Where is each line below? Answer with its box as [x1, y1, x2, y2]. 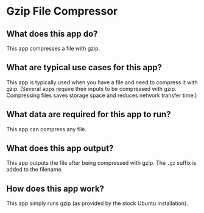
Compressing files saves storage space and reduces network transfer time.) [6, 92, 197, 99]
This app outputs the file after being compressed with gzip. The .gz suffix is [6, 159, 197, 167]
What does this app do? [6, 29, 98, 39]
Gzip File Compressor [6, 4, 118, 18]
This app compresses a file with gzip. [6, 45, 100, 52]
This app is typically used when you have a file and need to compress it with [6, 78, 198, 86]
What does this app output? [6, 143, 114, 154]
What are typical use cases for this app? [6, 62, 163, 73]
